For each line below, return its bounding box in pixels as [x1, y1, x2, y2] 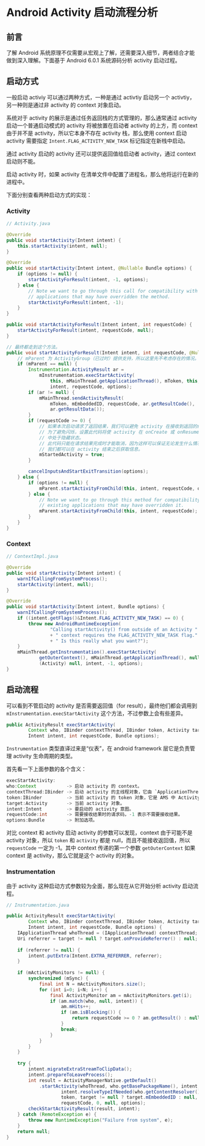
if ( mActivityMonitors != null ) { [17, 970, 105, 976]
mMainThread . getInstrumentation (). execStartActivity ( [17, 649, 157, 656]
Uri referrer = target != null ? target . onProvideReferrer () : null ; [17, 936, 198, 942]
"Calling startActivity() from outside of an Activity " [49, 626, 198, 632]
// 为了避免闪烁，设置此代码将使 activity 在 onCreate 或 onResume [38, 429, 200, 435]
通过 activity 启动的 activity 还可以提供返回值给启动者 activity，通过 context [6, 150, 196, 157]
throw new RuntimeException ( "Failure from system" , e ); [28, 1117, 173, 1123]
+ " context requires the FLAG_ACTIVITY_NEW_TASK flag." [49, 632, 198, 638]
